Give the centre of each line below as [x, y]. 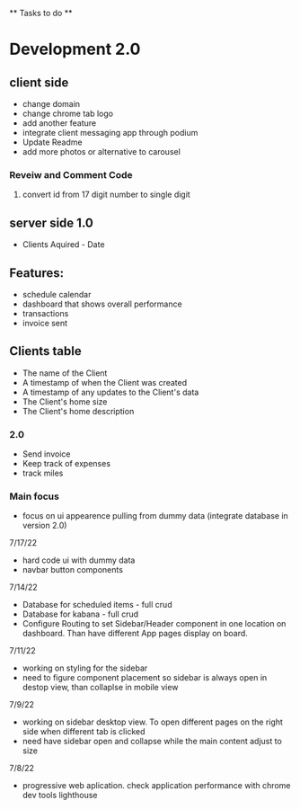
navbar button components [73, 570]
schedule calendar [57, 294]
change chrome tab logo [68, 113]
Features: [37, 273]
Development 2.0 [75, 49]
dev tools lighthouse [60, 796]
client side [39, 82]
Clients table [46, 351]
